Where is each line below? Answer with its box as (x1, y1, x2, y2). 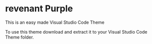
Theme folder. (5, 34, 34, 40)
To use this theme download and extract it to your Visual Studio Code (5, 29, 148, 35)
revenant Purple (5, 3, 73, 14)
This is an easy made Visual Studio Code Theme (5, 19, 105, 25)
